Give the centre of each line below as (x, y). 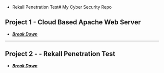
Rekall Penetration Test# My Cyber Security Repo (62, 7)
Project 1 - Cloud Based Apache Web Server (73, 22)
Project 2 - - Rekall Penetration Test (60, 54)
